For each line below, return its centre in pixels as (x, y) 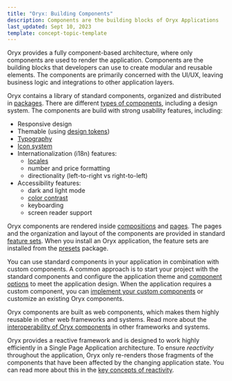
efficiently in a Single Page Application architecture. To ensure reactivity (110, 348)
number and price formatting (69, 168)
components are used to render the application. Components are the (105, 60)
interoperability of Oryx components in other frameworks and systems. (109, 327)
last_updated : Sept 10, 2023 (49, 26)
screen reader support (60, 213)
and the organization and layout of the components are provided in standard (116, 234)
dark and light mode (56, 190)
